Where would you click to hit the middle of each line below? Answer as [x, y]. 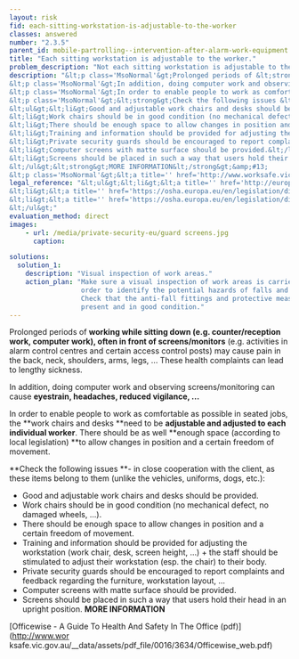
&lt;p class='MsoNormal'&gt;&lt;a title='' [91, 175]
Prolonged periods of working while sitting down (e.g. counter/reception [145, 332]
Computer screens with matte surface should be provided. [129, 590]
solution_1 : [40, 265]
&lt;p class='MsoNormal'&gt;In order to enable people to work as [135, 92]
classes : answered [43, 34]
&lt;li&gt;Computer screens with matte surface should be [119, 150]
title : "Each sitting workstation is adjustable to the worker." [133, 59]
